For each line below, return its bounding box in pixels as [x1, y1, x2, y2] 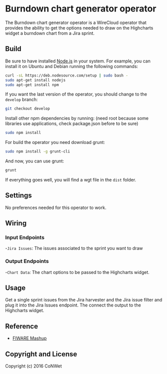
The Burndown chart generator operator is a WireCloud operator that [5, 19, 147, 25]
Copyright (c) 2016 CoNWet [5, 363, 62, 369]
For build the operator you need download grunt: [5, 139, 105, 145]
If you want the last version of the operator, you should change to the [5, 91, 147, 97]
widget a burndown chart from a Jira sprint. [5, 30, 95, 36]
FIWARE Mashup [12, 335, 47, 341]
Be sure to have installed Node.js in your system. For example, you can [5, 58, 151, 64]
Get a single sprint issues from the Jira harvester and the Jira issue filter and [5, 297, 163, 303]
